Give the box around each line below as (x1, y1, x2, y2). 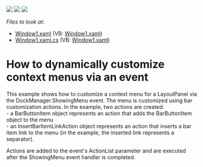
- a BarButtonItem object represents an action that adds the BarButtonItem (6, 110, 192, 117)
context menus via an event (6, 70, 148, 84)
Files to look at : (6, 18, 45, 25)
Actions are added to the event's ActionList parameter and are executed (6, 147, 186, 154)
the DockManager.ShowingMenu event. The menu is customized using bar (6, 97, 193, 104)
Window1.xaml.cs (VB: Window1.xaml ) (15, 36, 110, 44)
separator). (6, 135, 35, 142)
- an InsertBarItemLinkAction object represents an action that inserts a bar (6, 122, 192, 129)
